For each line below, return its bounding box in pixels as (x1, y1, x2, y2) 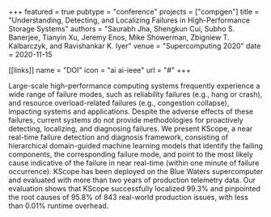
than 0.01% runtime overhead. (8, 201, 109, 211)
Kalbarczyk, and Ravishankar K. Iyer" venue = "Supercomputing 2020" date (8, 41, 261, 51)
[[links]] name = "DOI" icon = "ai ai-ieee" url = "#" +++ (8, 65, 192, 75)
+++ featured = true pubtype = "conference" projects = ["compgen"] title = (8, 7, 260, 16)
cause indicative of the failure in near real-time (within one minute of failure (8, 158, 260, 168)
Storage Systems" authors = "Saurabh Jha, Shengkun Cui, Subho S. (8, 24, 235, 33)
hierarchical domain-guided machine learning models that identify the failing (8, 141, 263, 150)
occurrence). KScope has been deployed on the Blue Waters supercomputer (8, 167, 264, 176)
